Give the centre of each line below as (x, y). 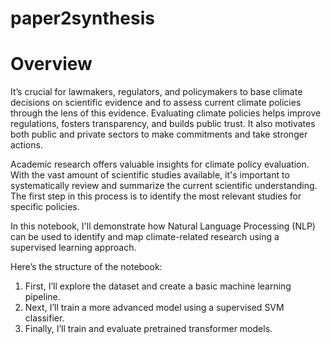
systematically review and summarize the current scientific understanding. (164, 186)
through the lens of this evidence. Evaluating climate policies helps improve (166, 113)
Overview (51, 64)
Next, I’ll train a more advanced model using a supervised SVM (154, 308)
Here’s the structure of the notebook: (86, 267)
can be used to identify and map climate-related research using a (145, 237)
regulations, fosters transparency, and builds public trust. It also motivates (163, 124)
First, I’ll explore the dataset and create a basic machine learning (158, 286)
